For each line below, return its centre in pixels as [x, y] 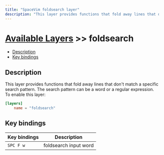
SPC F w [16, 145]
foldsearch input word [69, 145]
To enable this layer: [25, 95]
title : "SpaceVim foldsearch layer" [42, 10]
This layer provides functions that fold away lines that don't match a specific [82, 84]
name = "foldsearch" [35, 108]
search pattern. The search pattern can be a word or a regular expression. [80, 89]
